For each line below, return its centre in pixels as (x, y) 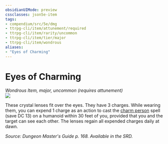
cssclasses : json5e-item (31, 15)
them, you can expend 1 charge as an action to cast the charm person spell (83, 110)
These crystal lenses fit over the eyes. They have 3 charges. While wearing (83, 105)
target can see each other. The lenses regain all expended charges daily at (82, 121)
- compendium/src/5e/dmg (31, 24)
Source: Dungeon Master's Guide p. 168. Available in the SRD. (69, 136)
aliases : (14, 47)
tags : (11, 19)
